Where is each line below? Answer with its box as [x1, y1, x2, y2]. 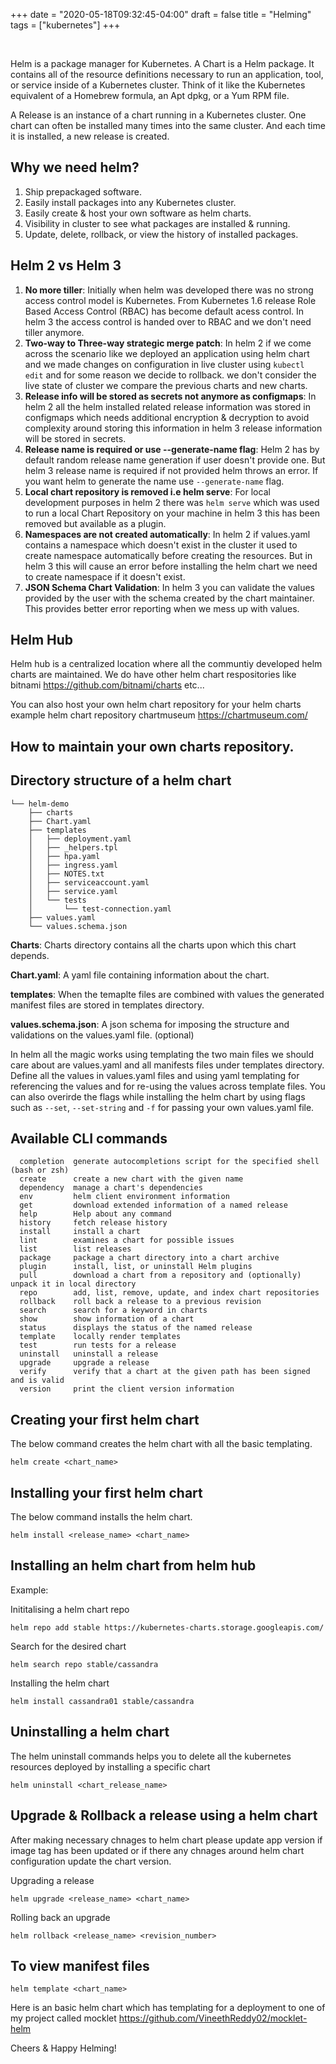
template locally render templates [19, 1332, 182, 1342]
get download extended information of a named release [19, 1200, 288, 1211]
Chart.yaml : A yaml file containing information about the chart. [10, 969, 270, 981]
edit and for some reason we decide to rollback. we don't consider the [24, 369, 317, 381]
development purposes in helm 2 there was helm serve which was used [24, 496, 320, 508]
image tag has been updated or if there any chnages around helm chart [10, 1844, 305, 1856]
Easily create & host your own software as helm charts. [24, 207, 252, 219]
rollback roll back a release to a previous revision [19, 1297, 262, 1307]
